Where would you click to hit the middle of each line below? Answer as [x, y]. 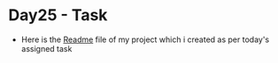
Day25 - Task [58, 15]
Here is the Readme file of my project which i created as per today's [145, 39]
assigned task [46, 48]
